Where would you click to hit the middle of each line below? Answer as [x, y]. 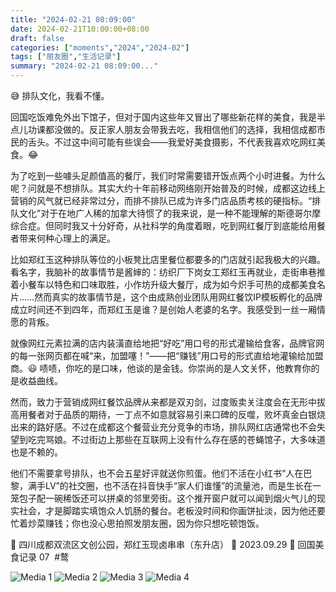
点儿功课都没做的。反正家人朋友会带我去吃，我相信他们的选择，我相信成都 [163, 129]
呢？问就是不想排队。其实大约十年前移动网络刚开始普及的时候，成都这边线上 [168, 188]
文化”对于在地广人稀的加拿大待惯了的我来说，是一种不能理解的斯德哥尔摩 [170, 213]
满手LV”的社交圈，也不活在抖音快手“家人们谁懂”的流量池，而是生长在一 [174, 485]
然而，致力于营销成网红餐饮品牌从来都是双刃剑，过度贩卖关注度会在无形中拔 [168, 402]
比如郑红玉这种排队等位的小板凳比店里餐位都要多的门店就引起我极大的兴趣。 [168, 259]
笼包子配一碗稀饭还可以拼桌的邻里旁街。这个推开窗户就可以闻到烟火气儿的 [163, 498]
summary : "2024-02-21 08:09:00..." [84, 66]
